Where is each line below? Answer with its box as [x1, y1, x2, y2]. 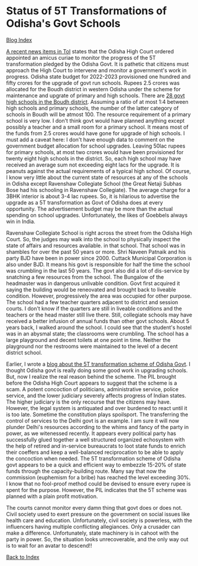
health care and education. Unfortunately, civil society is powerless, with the [6, 517, 193, 524]
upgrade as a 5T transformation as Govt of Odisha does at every [6, 199, 164, 206]
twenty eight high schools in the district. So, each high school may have [6, 155, 181, 162]
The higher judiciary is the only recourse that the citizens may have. [6, 398, 171, 405]
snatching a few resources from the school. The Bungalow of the [6, 273, 164, 280]
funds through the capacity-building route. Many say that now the [6, 467, 167, 475]
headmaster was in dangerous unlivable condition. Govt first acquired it [6, 280, 180, 287]
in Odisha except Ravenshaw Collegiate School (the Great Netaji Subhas [6, 180, 182, 187]
